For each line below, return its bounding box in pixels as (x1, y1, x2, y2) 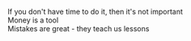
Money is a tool (7, 15, 59, 25)
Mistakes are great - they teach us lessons (7, 24, 150, 33)
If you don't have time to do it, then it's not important (7, 7, 184, 16)
